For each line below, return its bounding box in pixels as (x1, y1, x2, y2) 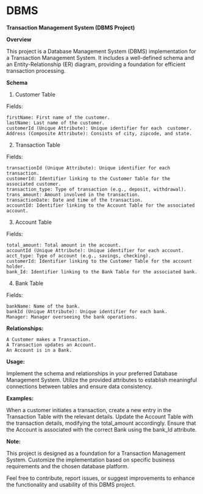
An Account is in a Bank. (6, 347, 72, 353)
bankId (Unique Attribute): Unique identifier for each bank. (6, 308, 168, 315)
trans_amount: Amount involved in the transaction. (6, 191, 140, 197)
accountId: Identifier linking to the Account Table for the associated (6, 202, 195, 208)
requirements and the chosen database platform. (6, 462, 129, 470)
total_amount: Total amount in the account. (6, 242, 121, 248)
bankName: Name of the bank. (6, 303, 80, 309)
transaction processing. (6, 67, 66, 74)
